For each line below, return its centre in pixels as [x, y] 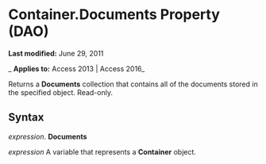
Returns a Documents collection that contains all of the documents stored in [133, 84]
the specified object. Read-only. [61, 92]
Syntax [26, 118]
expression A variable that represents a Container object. [102, 151]
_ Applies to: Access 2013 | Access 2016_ [77, 68]
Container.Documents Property [114, 15]
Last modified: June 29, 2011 [56, 53]
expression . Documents [48, 136]
